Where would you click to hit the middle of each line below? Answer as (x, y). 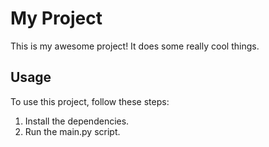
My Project (56, 18)
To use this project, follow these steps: (90, 101)
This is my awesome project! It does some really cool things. (135, 46)
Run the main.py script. (72, 131)
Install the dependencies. (77, 121)
